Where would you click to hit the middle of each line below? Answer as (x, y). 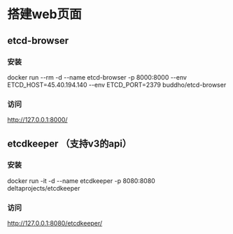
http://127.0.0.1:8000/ (37, 120)
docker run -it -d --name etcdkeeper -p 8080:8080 (81, 181)
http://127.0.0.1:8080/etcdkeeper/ (55, 224)
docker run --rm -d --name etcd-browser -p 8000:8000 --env (97, 77)
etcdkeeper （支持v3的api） (69, 144)
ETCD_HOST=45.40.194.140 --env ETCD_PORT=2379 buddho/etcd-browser (117, 85)
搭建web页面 (44, 14)
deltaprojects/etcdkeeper (44, 188)
